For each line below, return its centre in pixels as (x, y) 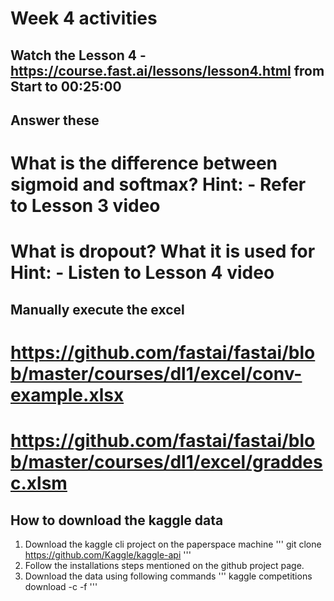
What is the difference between (144, 163)
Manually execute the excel (97, 309)
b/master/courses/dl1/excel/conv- (156, 373)
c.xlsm (39, 483)
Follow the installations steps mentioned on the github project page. (164, 565)
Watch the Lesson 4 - (78, 55)
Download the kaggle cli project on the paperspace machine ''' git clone (173, 544)
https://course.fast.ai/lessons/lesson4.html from (167, 70)
